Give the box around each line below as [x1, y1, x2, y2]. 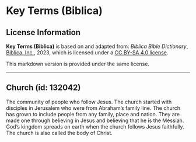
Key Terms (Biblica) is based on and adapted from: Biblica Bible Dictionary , [6, 43, 188, 50]
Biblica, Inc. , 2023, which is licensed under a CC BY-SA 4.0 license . [6, 49, 169, 56]
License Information [6, 27, 80, 37]
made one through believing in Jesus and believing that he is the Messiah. [6, 117, 184, 124]
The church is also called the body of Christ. [6, 129, 113, 136]
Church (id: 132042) [6, 83, 81, 93]
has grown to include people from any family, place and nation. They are [6, 110, 180, 117]
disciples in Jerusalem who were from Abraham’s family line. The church [6, 104, 181, 112]
